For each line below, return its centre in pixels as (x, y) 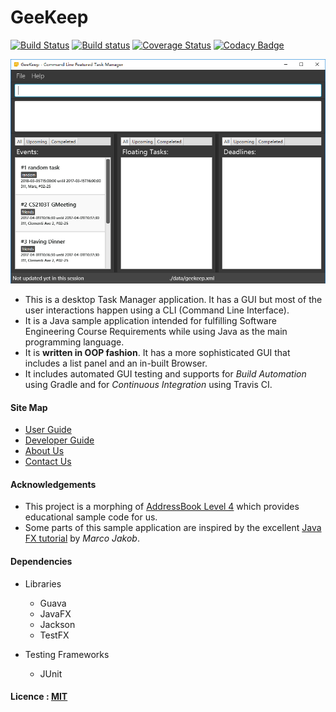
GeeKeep (49, 17)
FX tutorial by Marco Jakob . (82, 538)
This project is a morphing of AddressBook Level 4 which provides (162, 507)
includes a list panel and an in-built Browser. (116, 363)
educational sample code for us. (91, 517)
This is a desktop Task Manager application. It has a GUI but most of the (173, 299)
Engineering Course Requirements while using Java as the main (156, 331)
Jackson (57, 624)
